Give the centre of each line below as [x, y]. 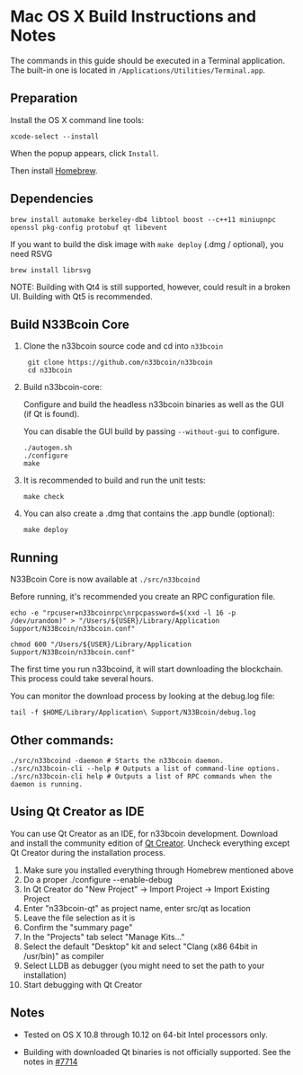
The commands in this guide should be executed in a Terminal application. [148, 60]
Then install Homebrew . [54, 170]
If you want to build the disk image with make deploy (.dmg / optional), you [147, 244]
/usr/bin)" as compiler [63, 955]
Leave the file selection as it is [79, 918]
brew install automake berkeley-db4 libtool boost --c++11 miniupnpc [143, 219]
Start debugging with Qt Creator [83, 984]
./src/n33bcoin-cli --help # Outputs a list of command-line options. [145, 768]
